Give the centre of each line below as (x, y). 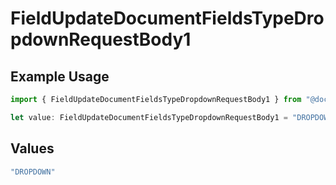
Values (32, 148)
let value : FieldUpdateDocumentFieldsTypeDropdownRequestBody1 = (149, 117)
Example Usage (60, 76)
